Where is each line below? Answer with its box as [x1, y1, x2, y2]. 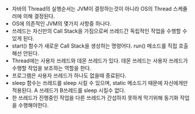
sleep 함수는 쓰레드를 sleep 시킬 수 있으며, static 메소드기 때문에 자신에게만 [11, 80, 188, 86]
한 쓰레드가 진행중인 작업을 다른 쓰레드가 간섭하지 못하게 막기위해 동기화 [11, 94, 179, 101]
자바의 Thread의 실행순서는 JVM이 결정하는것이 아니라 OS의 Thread [11, 5, 172, 12]
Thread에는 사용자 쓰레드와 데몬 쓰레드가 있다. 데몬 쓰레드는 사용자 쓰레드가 [11, 57, 188, 64]
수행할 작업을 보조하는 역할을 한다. [11, 65, 92, 71]
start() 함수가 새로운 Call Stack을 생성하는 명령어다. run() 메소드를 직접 [11, 42, 178, 49]
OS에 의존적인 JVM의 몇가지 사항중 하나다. [11, 20, 112, 27]
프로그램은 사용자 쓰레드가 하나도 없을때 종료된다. [11, 72, 127, 79]
